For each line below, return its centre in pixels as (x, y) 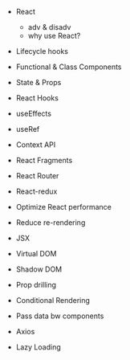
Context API (36, 145)
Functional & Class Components (69, 67)
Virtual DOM (36, 254)
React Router (37, 176)
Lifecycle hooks (42, 51)
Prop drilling (36, 285)
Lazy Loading (39, 347)
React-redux (37, 191)
